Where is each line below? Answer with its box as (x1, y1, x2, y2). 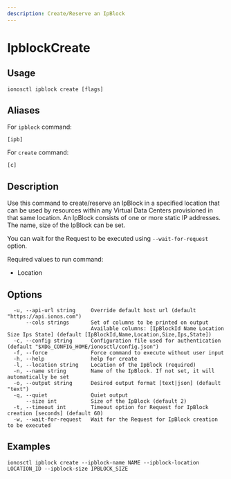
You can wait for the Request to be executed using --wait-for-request (7, 235, 209, 243)
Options (7, 289, 43, 300)
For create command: (7, 148, 69, 156)
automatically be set (7, 374, 70, 381)
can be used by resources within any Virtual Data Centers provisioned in (7, 206, 213, 215)
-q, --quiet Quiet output (13, 392, 129, 399)
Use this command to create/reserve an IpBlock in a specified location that (7, 199, 220, 208)
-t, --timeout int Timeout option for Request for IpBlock (13, 404, 209, 411)
